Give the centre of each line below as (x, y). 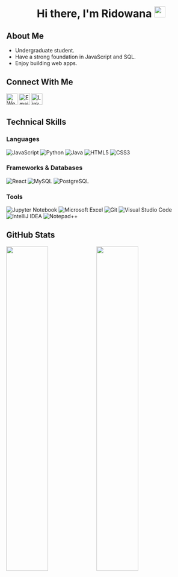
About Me (25, 36)
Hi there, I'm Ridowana (94, 14)
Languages (23, 139)
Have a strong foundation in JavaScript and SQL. (75, 57)
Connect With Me (40, 82)
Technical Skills (36, 122)
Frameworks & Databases (44, 168)
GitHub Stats (31, 235)
